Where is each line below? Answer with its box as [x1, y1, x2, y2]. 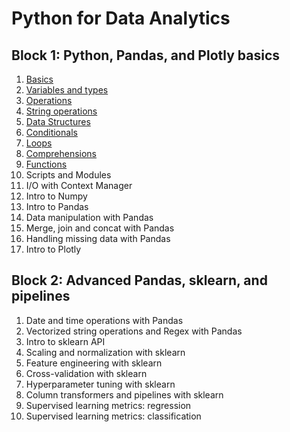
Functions [25, 158, 68, 170]
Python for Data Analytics [11, 7, 231, 30]
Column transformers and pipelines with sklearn [25, 388, 224, 401]
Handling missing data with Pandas [25, 233, 171, 244]
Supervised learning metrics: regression [25, 399, 192, 411]
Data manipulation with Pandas [25, 212, 154, 223]
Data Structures [25, 116, 91, 127]
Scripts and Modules [25, 169, 112, 181]
